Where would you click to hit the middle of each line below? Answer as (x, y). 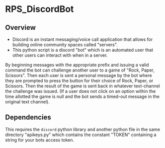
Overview (21, 28)
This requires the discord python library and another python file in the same (83, 129)
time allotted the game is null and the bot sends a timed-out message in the (82, 96)
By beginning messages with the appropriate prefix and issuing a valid (77, 65)
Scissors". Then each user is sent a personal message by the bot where (79, 75)
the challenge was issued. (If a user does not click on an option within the (81, 91)
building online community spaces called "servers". (65, 45)
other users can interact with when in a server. (60, 55)
